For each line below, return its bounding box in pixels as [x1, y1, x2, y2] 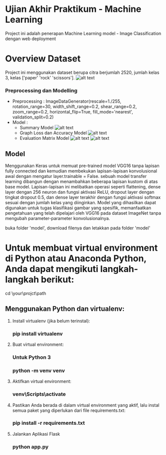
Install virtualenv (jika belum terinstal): [12, 318, 90, 324]
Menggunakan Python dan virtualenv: [5, 305, 125, 313]
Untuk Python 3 [12, 353, 51, 360]
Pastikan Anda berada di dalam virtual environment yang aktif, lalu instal [12, 402, 160, 408]
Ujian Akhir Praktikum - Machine [5, 3, 142, 15]
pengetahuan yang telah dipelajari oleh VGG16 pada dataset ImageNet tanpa [5, 210, 162, 216]
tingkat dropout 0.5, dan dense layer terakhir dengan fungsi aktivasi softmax [5, 194, 161, 200]
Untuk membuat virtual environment [5, 242, 158, 254]
